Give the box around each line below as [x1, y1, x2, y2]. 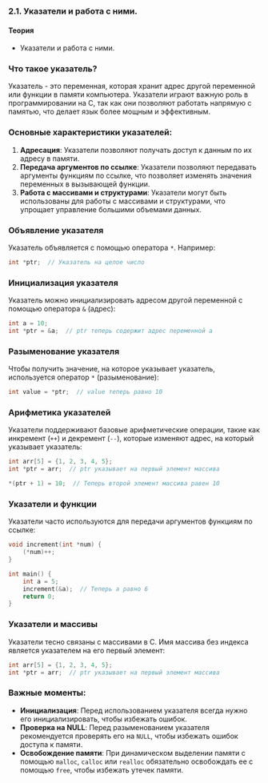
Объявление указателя [8, 224, 104, 235]
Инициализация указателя [8, 277, 118, 288]
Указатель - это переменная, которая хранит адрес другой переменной [8, 82, 256, 91]
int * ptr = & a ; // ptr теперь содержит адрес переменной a [8, 327, 214, 335]
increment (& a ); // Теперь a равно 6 [22, 584, 149, 593]
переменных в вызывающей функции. [19, 179, 150, 189]
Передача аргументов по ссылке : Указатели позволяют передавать [19, 162, 258, 171]
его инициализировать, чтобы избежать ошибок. [19, 714, 188, 724]
